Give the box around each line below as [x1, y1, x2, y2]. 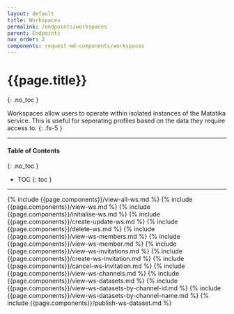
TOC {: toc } [17, 175, 52, 184]
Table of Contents [7, 146, 61, 155]
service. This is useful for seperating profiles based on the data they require [7, 116, 226, 125]
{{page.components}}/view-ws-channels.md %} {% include [7, 269, 180, 278]
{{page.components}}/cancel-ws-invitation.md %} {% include [7, 262, 186, 270]
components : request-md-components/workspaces [7, 42, 145, 49]
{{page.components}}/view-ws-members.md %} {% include [7, 233, 181, 241]
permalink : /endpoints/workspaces [7, 23, 108, 30]
